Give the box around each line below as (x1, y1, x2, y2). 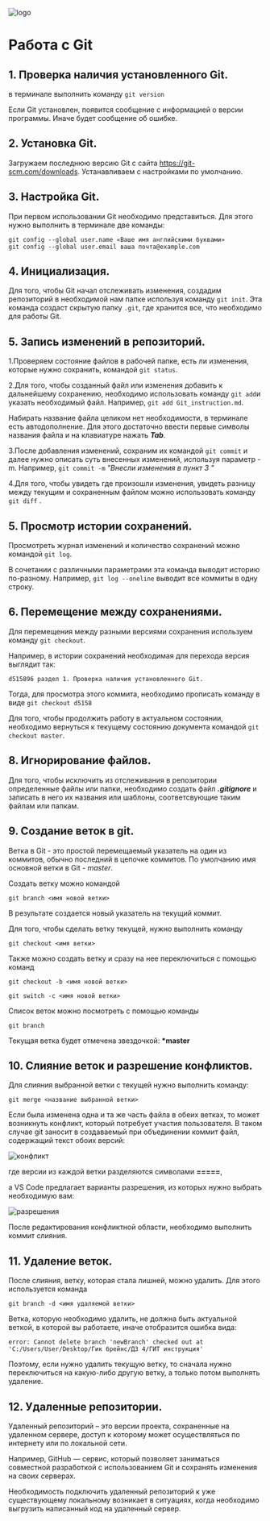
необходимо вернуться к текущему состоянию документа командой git (8, 721, 260, 731)
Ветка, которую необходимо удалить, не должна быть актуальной (8, 1314, 238, 1324)
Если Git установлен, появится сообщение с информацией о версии (8, 105, 244, 114)
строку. (8, 582, 35, 592)
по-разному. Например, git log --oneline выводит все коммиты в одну (8, 573, 258, 584)
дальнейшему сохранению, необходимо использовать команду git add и (8, 389, 261, 399)
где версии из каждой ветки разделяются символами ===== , (8, 1167, 223, 1177)
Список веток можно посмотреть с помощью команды (8, 1006, 199, 1016)
